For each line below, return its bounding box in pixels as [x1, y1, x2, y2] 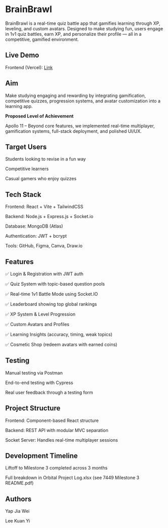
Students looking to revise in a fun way [5, 156, 86, 162]
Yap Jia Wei [5, 508, 30, 514]
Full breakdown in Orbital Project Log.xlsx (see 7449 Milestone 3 [5, 474, 140, 481]
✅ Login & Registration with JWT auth [5, 271, 84, 277]
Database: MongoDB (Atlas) [5, 223, 63, 229]
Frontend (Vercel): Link [5, 64, 53, 70]
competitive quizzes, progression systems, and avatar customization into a [5, 97, 160, 104]
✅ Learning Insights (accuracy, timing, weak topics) [5, 332, 113, 337]
